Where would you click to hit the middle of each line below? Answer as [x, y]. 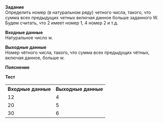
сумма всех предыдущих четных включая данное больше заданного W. [82, 18]
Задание [15, 7]
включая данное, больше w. [35, 58]
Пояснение [17, 67]
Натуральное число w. [29, 38]
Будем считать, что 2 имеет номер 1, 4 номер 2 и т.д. [62, 23]
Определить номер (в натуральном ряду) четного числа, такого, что [78, 12]
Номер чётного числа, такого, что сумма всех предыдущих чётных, [78, 52]
